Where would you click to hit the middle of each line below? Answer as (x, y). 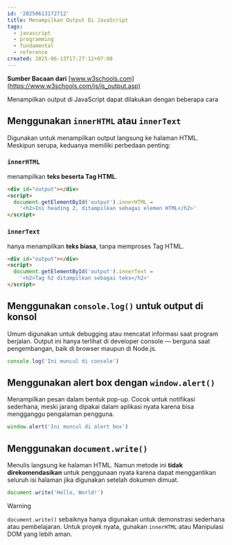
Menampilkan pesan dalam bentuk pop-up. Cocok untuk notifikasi (101, 399)
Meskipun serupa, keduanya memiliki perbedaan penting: (89, 145)
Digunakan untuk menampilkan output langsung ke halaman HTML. (103, 138)
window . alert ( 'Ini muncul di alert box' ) (68, 427)
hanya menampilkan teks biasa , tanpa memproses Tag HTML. (96, 246)
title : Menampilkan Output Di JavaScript (68, 20)
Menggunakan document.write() (78, 448)
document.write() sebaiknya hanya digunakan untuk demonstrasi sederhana (116, 519)
